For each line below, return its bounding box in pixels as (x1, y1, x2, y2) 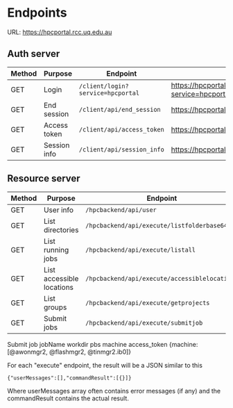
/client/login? (78, 82, 130, 90)
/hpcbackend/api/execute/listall (85, 245, 196, 254)
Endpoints (7, 5, 67, 21)
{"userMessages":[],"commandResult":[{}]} (7, 374, 132, 382)
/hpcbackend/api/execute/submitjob (85, 318, 203, 327)
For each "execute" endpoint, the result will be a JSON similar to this (7, 361, 203, 369)
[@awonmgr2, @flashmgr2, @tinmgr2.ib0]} (7, 348, 132, 356)
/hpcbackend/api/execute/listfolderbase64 (85, 221, 227, 229)
